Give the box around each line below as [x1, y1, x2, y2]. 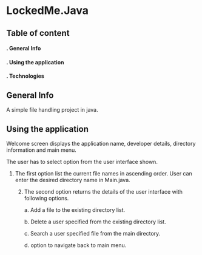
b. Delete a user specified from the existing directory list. [24, 218, 166, 225]
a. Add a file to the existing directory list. [24, 206, 126, 213]
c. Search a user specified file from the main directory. [24, 229, 161, 237]
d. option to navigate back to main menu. [24, 241, 127, 249]
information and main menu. [6, 146, 77, 154]
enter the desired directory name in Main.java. [15, 176, 130, 183]
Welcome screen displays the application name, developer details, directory [6, 140, 196, 147]
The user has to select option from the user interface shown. [6, 158, 158, 165]
